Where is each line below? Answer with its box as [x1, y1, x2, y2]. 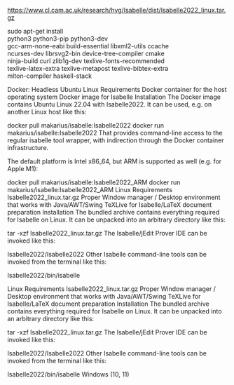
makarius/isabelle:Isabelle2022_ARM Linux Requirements [7, 186, 173, 194]
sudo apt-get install [7, 27, 64, 35]
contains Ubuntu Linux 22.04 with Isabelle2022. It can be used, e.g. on [7, 100, 212, 108]
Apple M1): [7, 165, 39, 173]
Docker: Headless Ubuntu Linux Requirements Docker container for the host [7, 86, 227, 93]
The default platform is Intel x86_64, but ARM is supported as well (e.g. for [7, 157, 222, 166]
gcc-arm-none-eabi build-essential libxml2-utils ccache [7, 42, 170, 50]
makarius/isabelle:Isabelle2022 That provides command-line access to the [7, 129, 223, 137]
